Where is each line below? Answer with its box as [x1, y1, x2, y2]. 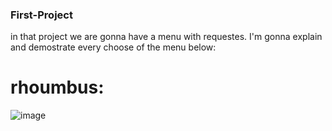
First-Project [10, 8, 73, 22]
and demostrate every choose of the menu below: [10, 41, 217, 53]
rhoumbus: [10, 76, 105, 99]
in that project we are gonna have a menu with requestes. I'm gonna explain [10, 31, 323, 43]
